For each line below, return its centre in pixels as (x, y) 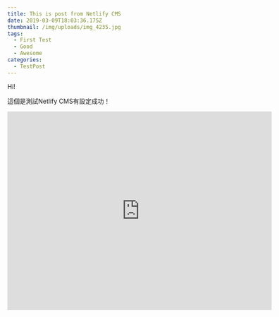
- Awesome (28, 54)
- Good (23, 47)
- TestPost (30, 66)
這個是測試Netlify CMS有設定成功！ (59, 101)
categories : (25, 60)
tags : (15, 34)
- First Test (33, 40)
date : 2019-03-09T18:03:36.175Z (55, 20)
